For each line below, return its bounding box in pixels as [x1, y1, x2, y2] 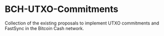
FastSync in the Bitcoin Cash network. [5, 25, 85, 31]
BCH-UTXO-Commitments [5, 3, 118, 15]
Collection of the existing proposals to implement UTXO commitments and [5, 20, 159, 26]
